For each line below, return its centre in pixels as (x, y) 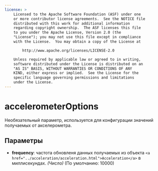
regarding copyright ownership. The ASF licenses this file (77, 28)
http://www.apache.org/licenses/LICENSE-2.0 (68, 50)
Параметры (24, 141)
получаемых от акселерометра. (38, 125)
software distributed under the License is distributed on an (78, 64)
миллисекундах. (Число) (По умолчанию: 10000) (63, 163)
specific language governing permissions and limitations (74, 78)
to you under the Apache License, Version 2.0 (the (67, 32)
